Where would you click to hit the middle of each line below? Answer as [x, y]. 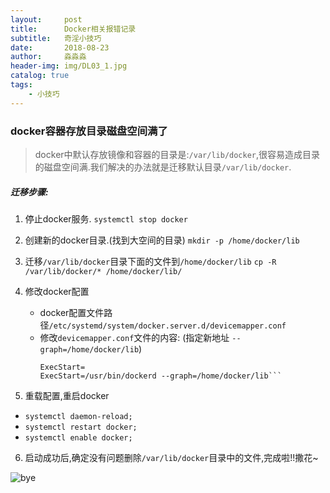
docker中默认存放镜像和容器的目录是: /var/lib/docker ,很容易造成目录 [177, 154]
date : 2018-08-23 [60, 47]
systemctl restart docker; [81, 427]
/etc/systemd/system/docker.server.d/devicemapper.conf [167, 326]
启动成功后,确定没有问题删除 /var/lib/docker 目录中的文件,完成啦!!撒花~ [171, 457]
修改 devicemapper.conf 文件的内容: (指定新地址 [134, 337]
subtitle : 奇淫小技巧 [56, 38]
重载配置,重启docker [67, 395]
